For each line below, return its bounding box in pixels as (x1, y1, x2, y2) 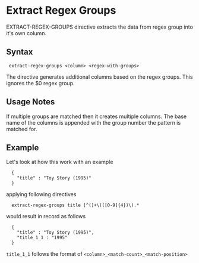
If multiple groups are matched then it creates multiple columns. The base (6, 113, 187, 120)
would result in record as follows (6, 213, 86, 220)
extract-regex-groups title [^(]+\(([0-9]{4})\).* (11, 202, 140, 209)
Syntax (6, 47, 33, 57)
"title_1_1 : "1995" (17, 235, 68, 241)
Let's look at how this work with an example (6, 159, 113, 166)
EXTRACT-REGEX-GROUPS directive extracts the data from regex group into (6, 23, 193, 30)
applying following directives (6, 191, 77, 198)
